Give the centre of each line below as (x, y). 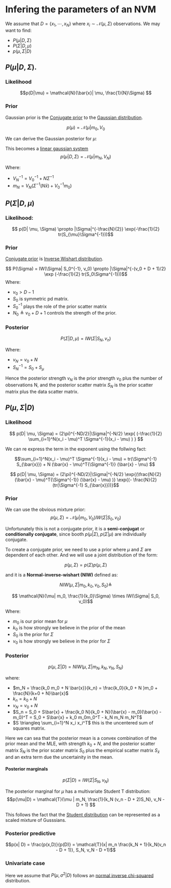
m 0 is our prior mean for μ (40, 622)
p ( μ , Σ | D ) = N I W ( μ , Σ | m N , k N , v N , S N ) (86, 667)
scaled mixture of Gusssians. (36, 820)
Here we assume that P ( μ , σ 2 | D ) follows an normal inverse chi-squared (80, 875)
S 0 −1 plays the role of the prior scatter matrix (60, 306)
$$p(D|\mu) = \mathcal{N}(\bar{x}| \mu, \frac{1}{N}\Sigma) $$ (86, 93)
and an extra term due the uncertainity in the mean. (59, 757)
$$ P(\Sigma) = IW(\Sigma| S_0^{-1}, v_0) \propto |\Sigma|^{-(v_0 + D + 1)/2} (86, 269)
